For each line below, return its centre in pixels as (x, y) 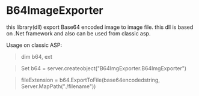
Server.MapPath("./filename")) (58, 86)
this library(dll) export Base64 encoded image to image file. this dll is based (100, 27)
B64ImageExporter (55, 10)
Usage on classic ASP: (34, 45)
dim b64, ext (37, 56)
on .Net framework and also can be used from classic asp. (78, 33)
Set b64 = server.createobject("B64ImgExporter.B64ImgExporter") (104, 68)
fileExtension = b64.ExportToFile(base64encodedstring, (90, 80)
